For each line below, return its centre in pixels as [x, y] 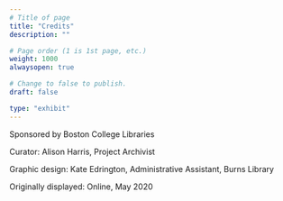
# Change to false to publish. [68, 84]
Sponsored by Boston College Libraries [82, 134]
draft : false [34, 92]
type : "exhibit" [40, 108]
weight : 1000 [34, 59]
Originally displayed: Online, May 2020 [81, 187]
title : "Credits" [42, 26]
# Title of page [40, 18]
